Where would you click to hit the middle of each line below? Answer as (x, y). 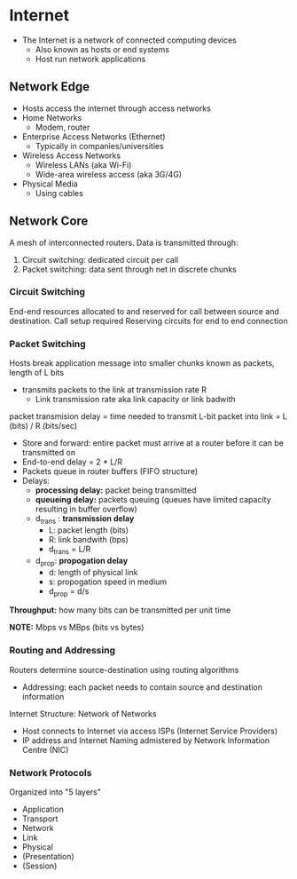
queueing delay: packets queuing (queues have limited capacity (153, 500)
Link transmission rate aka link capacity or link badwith (136, 400)
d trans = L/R (70, 550)
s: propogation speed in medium (108, 582)
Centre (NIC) (45, 749)
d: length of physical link (94, 572)
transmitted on (49, 453)
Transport (40, 819)
